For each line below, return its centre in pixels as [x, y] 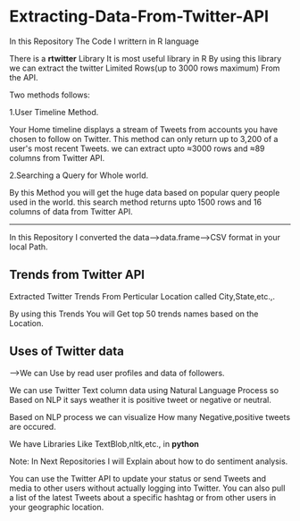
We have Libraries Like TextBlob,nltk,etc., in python [104, 443]
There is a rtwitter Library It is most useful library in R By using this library [146, 58]
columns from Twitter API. [57, 157]
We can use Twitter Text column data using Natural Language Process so [144, 390]
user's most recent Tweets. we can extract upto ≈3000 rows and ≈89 [137, 148]
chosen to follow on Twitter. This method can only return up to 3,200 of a [144, 139]
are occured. [33, 426]
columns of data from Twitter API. [71, 211]
